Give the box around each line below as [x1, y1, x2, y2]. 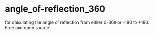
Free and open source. [5, 24, 51, 30]
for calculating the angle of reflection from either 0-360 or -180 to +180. [5, 19, 150, 25]
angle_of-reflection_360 [5, 3, 106, 15]
